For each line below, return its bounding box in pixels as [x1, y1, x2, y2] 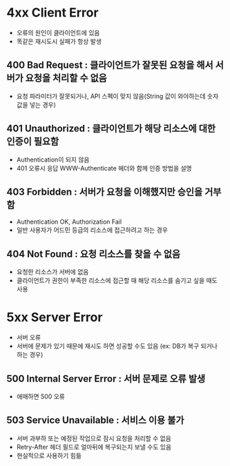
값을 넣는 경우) [16, 100, 57, 108]
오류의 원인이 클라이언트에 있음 [16, 28, 100, 37]
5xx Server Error [6, 309, 103, 325]
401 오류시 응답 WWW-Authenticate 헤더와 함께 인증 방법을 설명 [16, 164, 192, 172]
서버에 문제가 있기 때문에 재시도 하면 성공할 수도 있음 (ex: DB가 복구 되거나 [16, 342, 218, 350]
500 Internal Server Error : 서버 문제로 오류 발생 [6, 373, 206, 385]
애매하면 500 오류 [16, 392, 65, 400]
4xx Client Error [6, 5, 99, 21]
